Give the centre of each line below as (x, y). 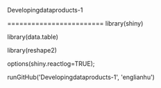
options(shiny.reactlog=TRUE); (51, 64)
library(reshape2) (32, 50)
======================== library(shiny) (75, 23)
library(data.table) (33, 37)
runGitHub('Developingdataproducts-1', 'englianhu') (81, 77)
